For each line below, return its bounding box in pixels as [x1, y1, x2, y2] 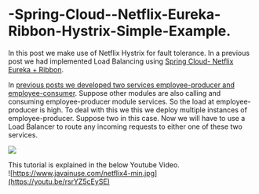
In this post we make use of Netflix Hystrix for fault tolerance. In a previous [8, 48, 250, 57]
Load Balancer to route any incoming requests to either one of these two [8, 122, 243, 131]
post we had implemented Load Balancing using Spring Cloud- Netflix [8, 57, 234, 66]
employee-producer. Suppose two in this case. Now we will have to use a [8, 113, 246, 123]
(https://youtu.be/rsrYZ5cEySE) [8, 177, 110, 186]
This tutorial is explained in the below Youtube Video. [8, 159, 181, 170]
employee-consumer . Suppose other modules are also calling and [8, 88, 221, 97]
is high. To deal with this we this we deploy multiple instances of [39, 104, 247, 115]
